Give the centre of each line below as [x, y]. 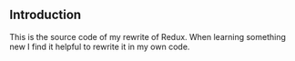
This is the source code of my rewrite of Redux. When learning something [148, 36]
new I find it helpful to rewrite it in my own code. [100, 46]
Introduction [46, 15]
